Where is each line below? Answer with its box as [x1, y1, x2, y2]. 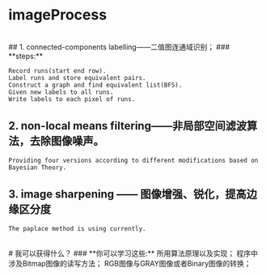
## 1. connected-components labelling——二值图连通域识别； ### [8, 42, 230, 52]
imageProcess [8, 6, 108, 24]
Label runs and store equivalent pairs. [8, 74, 147, 82]
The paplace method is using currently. [8, 224, 147, 232]
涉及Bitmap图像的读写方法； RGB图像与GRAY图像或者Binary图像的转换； [8, 258, 252, 268]
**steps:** [8, 51, 44, 61]
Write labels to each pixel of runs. [8, 95, 136, 103]
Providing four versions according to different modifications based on [8, 156, 259, 164]
